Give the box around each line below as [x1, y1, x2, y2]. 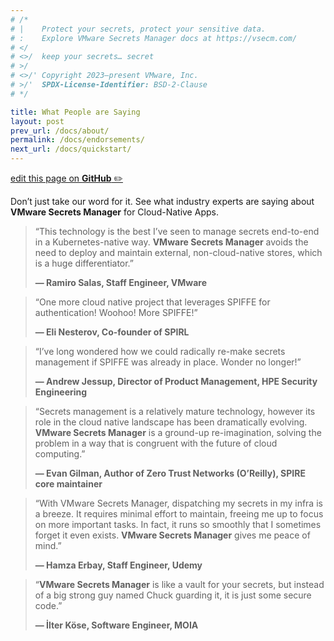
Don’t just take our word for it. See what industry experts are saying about [10, 196, 315, 207]
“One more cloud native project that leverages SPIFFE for [34, 296, 271, 308]
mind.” [34, 540, 62, 551]
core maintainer [34, 478, 103, 490]
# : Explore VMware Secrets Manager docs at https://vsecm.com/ [10, 33, 298, 43]
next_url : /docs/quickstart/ [10, 144, 132, 155]
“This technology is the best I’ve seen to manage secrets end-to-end [34, 226, 320, 237]
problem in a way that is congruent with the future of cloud [34, 437, 278, 449]
